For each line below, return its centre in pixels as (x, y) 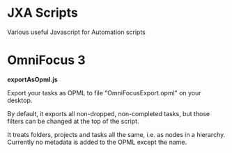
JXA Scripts (42, 13)
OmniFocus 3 (46, 60)
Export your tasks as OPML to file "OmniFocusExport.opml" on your (104, 92)
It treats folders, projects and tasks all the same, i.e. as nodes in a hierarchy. (116, 134)
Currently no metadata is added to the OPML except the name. (97, 142)
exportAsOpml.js (32, 79)
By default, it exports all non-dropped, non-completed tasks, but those (109, 113)
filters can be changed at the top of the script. (73, 121)
